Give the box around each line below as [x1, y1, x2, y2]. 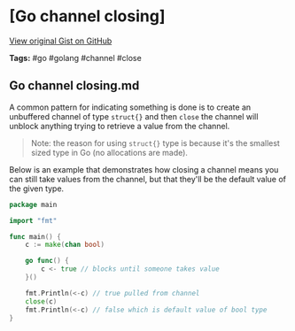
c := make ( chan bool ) [25, 241, 105, 250]
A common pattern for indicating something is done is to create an [9, 102, 252, 112]
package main [9, 200, 58, 209]
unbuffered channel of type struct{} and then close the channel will [9, 111, 259, 121]
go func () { [25, 257, 69, 266]
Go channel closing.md [9, 78, 140, 94]
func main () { [9, 232, 62, 241]
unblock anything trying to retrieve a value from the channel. [9, 120, 230, 131]
